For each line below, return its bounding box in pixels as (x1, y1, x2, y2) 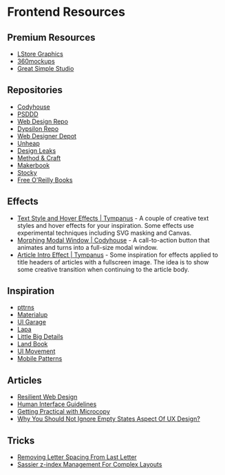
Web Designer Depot (17, 131, 77, 140)
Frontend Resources (7, 4, 126, 20)
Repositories (7, 84, 63, 96)
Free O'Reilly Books (17, 176, 73, 184)
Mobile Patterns (17, 355, 63, 363)
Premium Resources (7, 32, 96, 43)
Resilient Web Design (17, 393, 78, 401)
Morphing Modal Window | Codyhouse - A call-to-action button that (17, 235, 210, 244)
